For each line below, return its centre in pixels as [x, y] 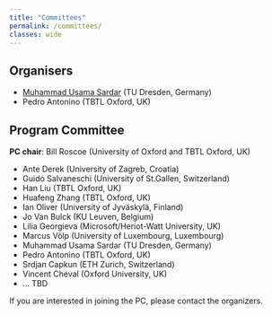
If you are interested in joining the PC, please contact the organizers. [136, 301]
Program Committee [67, 130]
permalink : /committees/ [56, 26]
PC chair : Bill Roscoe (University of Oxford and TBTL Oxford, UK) [130, 152]
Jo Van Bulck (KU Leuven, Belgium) [88, 217]
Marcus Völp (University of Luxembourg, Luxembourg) [123, 236]
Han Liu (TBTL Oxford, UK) [72, 188]
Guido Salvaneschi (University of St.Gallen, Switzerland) [126, 179]
